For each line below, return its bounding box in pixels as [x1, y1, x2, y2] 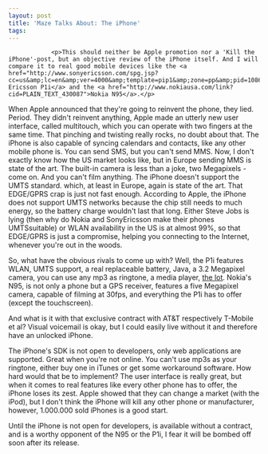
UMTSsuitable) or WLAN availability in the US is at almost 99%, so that [8, 223, 241, 233]
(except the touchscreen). [8, 298, 93, 308]
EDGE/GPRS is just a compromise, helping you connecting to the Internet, [8, 232, 250, 241]
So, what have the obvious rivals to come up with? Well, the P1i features [8, 256, 244, 265]
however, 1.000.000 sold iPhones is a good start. [8, 405, 169, 416]
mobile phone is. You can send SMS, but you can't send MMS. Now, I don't [8, 147, 254, 157]
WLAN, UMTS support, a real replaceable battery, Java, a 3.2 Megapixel [8, 265, 246, 274]
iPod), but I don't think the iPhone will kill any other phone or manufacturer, [8, 397, 254, 407]
